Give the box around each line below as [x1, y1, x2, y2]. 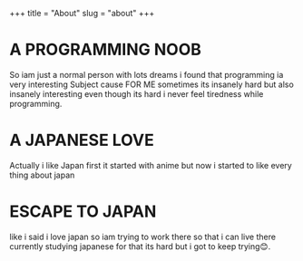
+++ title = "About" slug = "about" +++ [9, 8, 155, 18]
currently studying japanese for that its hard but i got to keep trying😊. [9, 240, 271, 252]
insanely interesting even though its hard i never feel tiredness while [9, 88, 264, 99]
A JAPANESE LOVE [9, 130, 154, 150]
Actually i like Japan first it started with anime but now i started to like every [9, 159, 292, 170]
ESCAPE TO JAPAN [9, 201, 157, 222]
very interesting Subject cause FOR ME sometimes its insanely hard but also [9, 79, 295, 90]
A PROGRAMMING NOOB [9, 40, 201, 60]
